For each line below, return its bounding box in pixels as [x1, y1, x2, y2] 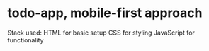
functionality [7, 35, 44, 44]
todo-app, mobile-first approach [7, 5, 203, 21]
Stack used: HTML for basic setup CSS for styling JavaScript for [7, 28, 195, 37]
